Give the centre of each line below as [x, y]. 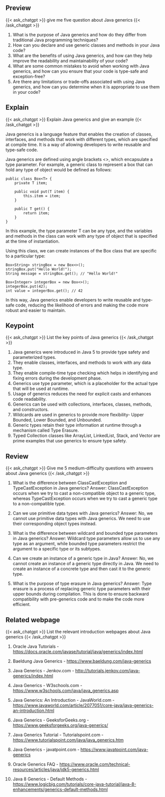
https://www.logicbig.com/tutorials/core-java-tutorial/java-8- [74, 784]
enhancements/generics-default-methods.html [60, 790]
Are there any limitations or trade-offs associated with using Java [79, 82]
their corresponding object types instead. [55, 524]
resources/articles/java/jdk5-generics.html [56, 770]
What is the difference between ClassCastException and [70, 483]
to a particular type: [26, 256]
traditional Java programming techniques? [55, 40]
